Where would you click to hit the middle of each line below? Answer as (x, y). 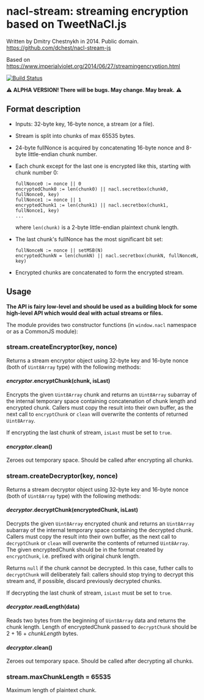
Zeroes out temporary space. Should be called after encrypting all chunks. (100, 460)
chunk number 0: (37, 172)
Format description (44, 109)
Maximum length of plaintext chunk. (51, 690)
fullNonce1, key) (37, 210)
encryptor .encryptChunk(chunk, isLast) (58, 381)
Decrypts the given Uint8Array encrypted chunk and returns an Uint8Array (100, 523)
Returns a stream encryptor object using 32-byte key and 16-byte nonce (97, 360)
